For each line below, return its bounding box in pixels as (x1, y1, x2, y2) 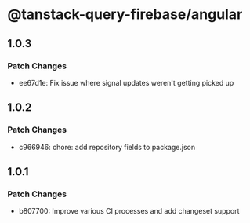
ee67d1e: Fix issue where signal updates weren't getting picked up (18, 78, 234, 87)
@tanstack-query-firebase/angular (7, 5, 243, 24)
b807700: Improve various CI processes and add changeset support (18, 207, 240, 216)
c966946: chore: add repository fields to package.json (18, 142, 196, 152)
